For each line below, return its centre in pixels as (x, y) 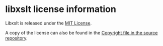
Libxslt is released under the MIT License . (49, 23)
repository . (16, 38)
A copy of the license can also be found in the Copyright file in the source (81, 32)
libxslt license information (61, 9)
